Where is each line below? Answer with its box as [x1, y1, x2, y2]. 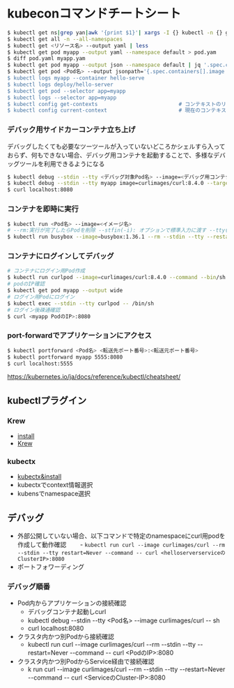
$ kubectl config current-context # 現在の [7, 107, 201, 114]
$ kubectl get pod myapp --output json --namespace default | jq [7, 61, 201, 69]
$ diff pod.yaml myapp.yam [7, 55, 86, 62]
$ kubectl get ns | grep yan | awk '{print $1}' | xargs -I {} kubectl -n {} [7, 29, 223, 36]
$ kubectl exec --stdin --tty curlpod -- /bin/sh [7, 300, 155, 307]
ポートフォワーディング [17, 562, 85, 571]
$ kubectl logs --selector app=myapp [7, 94, 117, 101]
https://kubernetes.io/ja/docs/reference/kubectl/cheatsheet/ [7, 373, 181, 381]
